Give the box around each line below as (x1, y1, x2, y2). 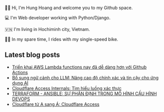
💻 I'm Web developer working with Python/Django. (5, 15, 111, 20)
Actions (12, 69, 28, 75)
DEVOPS (12, 95, 31, 102)
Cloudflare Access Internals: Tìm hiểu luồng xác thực (12, 85, 122, 91)
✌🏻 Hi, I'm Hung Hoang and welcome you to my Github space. (5, 5, 133, 10)
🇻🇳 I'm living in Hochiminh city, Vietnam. (5, 26, 90, 32)
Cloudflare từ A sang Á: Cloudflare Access (12, 101, 100, 107)
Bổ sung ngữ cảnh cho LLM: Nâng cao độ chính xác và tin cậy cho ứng (12, 74, 159, 80)
